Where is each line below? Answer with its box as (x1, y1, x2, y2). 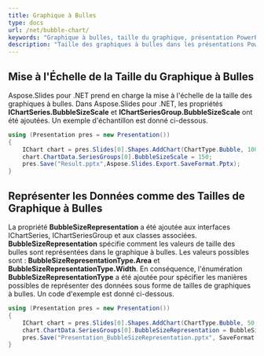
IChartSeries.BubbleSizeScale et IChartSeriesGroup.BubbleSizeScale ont (8, 107, 253, 116)
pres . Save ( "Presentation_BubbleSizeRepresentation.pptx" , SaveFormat (22, 333, 255, 342)
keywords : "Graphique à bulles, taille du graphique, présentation (8, 33, 234, 42)
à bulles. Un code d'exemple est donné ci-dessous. (8, 289, 174, 299)
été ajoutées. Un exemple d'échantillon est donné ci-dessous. (8, 116, 208, 125)
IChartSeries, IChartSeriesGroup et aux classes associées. (8, 231, 198, 240)
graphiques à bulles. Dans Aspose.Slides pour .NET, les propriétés (8, 99, 223, 108)
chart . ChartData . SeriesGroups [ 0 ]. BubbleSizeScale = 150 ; (22, 152, 213, 161)
